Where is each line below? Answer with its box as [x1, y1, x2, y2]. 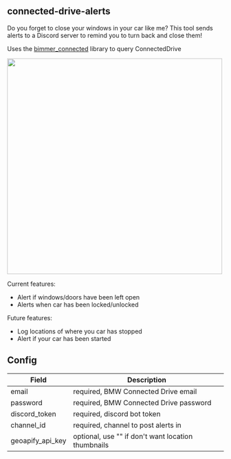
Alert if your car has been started [16, 334, 111, 342]
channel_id [10, 420, 46, 430]
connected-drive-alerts [7, 6, 111, 17]
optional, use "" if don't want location [73, 431, 193, 441]
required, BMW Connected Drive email [73, 387, 197, 396]
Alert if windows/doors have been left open [16, 293, 140, 301]
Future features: [7, 313, 53, 322]
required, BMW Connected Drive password [73, 398, 212, 407]
